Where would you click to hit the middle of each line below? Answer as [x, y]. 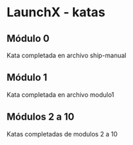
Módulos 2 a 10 [41, 117]
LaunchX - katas [56, 12]
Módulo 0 [28, 39]
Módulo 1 [27, 77]
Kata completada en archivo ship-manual [66, 55]
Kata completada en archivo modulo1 [60, 94]
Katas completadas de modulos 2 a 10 [62, 134]
